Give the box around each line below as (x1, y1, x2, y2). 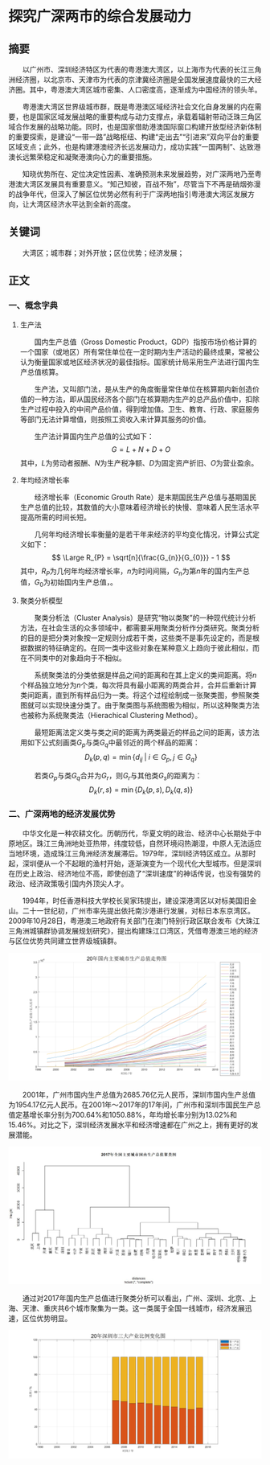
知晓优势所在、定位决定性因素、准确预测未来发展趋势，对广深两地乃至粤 (22, 170, 262, 179)
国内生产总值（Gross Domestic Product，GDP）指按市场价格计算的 (34, 337, 257, 347)
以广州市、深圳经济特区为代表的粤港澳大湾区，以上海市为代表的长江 (22, 65, 247, 74)
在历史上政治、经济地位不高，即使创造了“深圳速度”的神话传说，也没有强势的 (8, 868, 261, 878)
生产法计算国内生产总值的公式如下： (34, 431, 154, 441)
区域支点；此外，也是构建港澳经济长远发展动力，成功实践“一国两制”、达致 (8, 142, 255, 151)
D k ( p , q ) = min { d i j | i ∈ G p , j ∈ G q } (84, 752, 198, 764)
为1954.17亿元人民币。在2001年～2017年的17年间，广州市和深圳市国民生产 (8, 1099, 255, 1110)
